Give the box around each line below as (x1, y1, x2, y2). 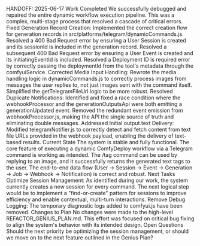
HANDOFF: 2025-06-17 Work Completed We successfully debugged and (6, 5, 187, 12)
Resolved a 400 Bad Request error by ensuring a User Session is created (6, 37, 187, 44)
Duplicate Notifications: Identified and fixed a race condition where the (6, 94, 181, 101)
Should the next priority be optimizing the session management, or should (6, 227, 189, 235)
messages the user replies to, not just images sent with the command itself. (6, 81, 193, 89)
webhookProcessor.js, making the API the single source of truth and (6, 113, 174, 120)
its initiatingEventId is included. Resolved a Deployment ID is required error (6, 56, 190, 63)
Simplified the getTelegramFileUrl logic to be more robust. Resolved (6, 88, 173, 95)
